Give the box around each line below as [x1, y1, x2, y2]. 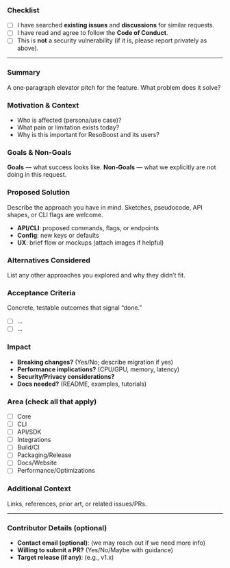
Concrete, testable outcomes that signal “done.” [7, 304, 142, 312]
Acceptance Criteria [7, 288, 76, 297]
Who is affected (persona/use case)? [16, 116, 122, 125]
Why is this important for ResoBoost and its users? [16, 131, 159, 139]
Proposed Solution [7, 188, 71, 197]
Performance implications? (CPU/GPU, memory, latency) [16, 365, 180, 373]
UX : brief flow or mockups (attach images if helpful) [16, 238, 164, 247]
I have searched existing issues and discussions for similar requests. [16, 21, 214, 29]
